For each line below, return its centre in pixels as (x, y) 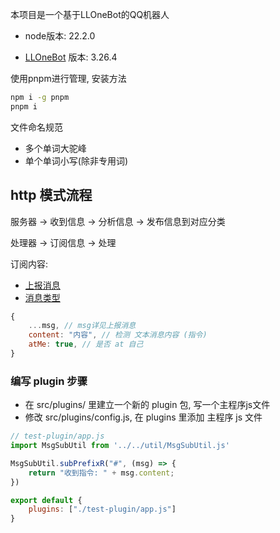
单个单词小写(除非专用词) (76, 160)
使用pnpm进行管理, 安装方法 (68, 78)
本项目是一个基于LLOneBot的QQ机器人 (90, 14)
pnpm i (24, 106)
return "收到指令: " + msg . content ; (101, 473)
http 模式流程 (51, 195)
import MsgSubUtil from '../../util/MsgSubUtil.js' (120, 446)
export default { (46, 500)
